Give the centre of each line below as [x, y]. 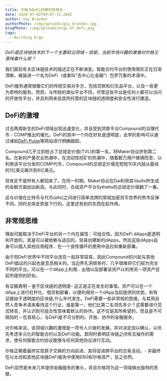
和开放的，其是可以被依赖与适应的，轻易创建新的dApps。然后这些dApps [80, 240]
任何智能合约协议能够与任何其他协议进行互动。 [66, 340]
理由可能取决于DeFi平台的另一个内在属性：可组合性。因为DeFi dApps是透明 [83, 234]
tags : [11, 33]
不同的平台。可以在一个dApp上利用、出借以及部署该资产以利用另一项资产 [80, 269]
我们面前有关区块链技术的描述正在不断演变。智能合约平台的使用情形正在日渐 [83, 69]
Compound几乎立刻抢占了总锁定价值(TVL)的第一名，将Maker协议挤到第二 [81, 151]
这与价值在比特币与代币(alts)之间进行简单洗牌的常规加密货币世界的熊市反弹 [82, 197]
